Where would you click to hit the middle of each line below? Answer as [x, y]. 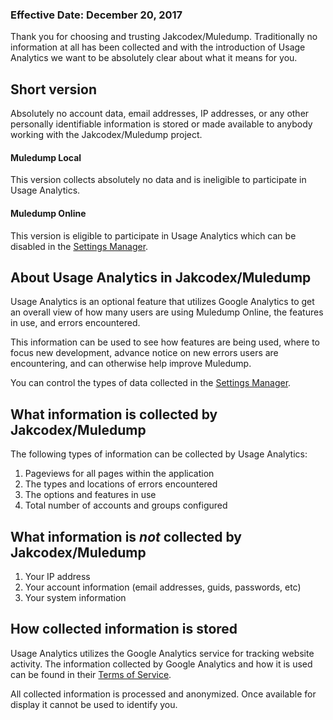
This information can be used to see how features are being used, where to [165, 342]
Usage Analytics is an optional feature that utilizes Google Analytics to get [162, 302]
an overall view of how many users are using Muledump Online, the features [167, 312]
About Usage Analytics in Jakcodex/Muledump [161, 277]
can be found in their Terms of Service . [91, 674]
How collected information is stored [124, 629]
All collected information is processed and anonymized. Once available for [163, 694]
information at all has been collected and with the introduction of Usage [158, 47]
